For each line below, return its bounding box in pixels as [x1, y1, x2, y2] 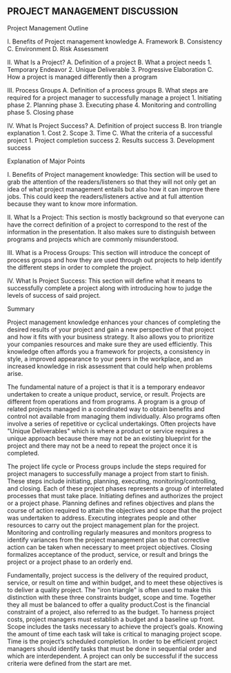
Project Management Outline [7, 23, 88, 32]
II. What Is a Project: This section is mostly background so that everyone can [7, 213, 225, 221]
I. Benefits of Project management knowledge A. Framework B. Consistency [7, 37, 223, 46]
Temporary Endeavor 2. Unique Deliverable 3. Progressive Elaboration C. [7, 65, 214, 73]
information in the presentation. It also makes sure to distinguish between [7, 227, 216, 236]
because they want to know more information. [7, 200, 138, 208]
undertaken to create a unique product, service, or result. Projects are [7, 390, 205, 398]
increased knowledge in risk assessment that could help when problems [7, 362, 212, 370]
